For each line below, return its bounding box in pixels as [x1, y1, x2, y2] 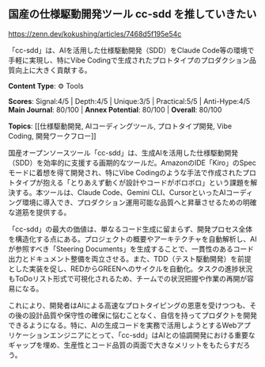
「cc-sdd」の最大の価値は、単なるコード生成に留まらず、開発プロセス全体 [8, 224, 253, 234]
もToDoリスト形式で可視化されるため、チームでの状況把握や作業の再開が [8, 273, 248, 283]
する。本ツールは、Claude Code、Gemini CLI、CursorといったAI [14, 187, 226, 197]
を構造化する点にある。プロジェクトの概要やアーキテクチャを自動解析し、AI [8, 234, 257, 243]
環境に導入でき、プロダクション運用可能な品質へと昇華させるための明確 [21, 197, 257, 207]
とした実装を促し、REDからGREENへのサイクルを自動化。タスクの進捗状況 [8, 264, 253, 273]
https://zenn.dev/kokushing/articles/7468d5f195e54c [8, 29, 182, 38]
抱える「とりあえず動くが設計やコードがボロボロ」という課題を [42, 178, 251, 187]
